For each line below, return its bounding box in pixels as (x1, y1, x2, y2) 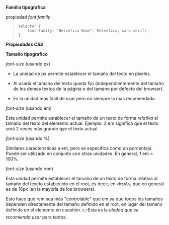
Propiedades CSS (6, 41, 43, 47)
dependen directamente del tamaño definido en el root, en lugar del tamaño (6, 201, 163, 207)
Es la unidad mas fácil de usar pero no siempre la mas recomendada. (13, 96, 156, 101)
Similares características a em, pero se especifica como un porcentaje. (6, 145, 153, 151)
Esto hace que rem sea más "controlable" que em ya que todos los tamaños (6, 196, 163, 202)
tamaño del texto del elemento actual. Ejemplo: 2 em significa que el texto (6, 120, 159, 126)
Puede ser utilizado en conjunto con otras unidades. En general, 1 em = (6, 151, 153, 157)
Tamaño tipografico (6, 51, 48, 57)
